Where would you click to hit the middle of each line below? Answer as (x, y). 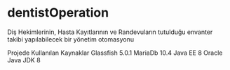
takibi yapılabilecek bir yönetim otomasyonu (71, 39)
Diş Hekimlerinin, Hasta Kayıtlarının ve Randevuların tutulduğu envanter (110, 32)
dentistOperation (58, 13)
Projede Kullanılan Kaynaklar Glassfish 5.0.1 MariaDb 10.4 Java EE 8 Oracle (115, 53)
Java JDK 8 (24, 60)
